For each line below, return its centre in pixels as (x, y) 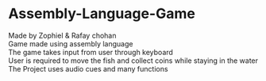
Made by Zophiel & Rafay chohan (62, 35)
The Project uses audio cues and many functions (88, 68)
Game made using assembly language (71, 43)
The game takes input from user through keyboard (91, 52)
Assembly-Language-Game (102, 14)
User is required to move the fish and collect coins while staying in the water (133, 61)
